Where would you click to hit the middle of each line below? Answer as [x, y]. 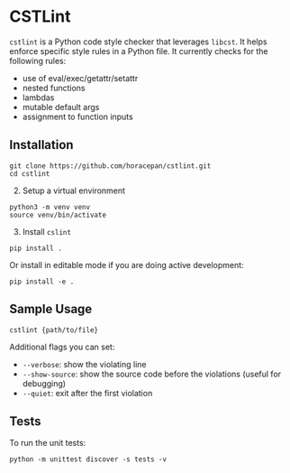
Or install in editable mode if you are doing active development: [127, 264]
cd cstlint [30, 173]
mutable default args [61, 107]
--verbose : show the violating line [84, 364]
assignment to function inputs [77, 116]
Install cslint [47, 231]
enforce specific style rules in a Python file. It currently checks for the [139, 51]
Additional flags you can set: [62, 347]
